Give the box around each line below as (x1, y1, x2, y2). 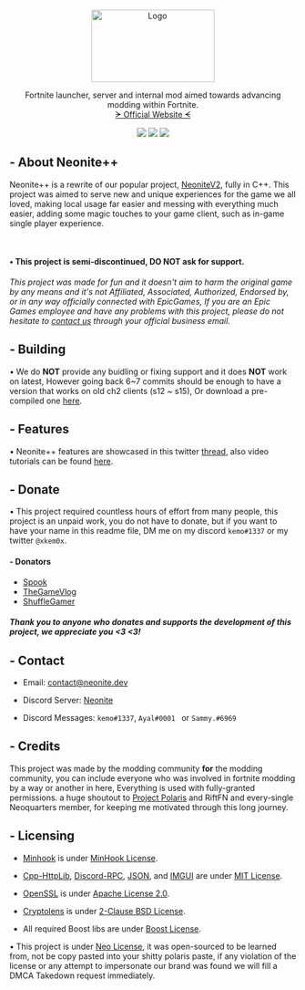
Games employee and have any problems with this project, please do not (9, 306, 284, 317)
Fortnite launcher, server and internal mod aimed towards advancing (25, 89, 281, 100)
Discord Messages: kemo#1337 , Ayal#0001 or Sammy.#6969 (22, 713, 237, 724)
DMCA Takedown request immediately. (9, 970, 156, 981)
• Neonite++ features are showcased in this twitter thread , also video (9, 445, 269, 456)
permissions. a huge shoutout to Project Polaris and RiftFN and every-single (9, 792, 294, 803)
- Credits (9, 739, 61, 755)
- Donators (9, 557, 52, 568)
